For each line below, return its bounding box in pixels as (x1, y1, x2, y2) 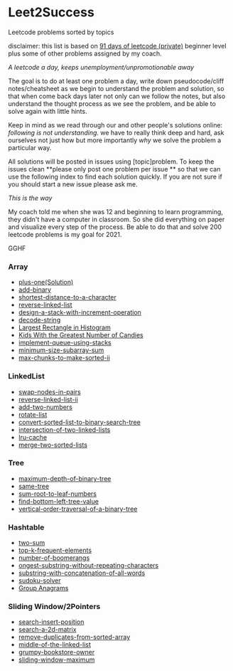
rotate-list (18, 410, 48, 418)
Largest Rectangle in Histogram (18, 323, 111, 332)
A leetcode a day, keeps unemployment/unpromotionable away (8, 63, 195, 71)
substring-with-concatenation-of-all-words (18, 569, 146, 577)
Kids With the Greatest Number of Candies (18, 331, 144, 339)
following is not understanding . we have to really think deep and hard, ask (8, 128, 224, 137)
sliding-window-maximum (18, 655, 95, 664)
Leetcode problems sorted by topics (8, 28, 114, 36)
